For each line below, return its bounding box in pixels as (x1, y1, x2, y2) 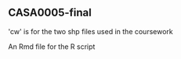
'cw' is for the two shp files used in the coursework (8, 26, 174, 36)
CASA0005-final (8, 6, 92, 19)
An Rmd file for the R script (8, 42, 96, 51)
